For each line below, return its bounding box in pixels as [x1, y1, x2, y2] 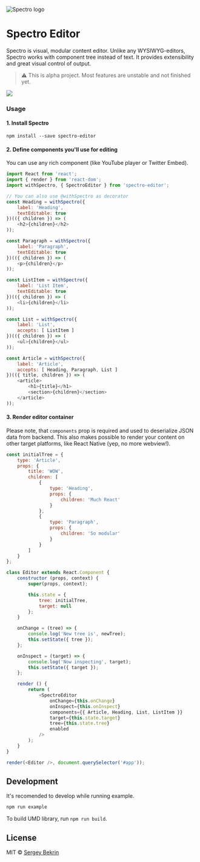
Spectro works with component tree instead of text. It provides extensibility [6, 53, 194, 61]
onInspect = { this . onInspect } [49, 703, 121, 709]
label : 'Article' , [17, 361, 64, 367]
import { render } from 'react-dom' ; [6, 176, 102, 183]
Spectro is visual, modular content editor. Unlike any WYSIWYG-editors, [6, 47, 185, 54]
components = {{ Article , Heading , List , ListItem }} [49, 709, 183, 715]
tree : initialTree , [38, 597, 88, 603]
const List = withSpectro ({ [6, 316, 78, 322]
